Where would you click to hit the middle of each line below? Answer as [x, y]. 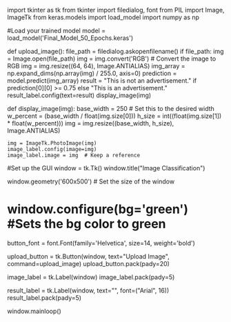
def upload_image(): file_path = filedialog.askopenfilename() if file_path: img [115, 51]
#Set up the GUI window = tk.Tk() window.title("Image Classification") [106, 168]
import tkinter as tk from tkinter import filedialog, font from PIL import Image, [116, 10]
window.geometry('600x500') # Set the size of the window [91, 181]
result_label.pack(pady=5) [44, 298]
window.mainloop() [34, 311]
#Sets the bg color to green [87, 224]
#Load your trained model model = [56, 31]
